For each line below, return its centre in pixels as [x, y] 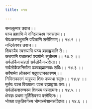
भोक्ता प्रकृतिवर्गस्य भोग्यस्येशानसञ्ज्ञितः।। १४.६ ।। [46, 101]
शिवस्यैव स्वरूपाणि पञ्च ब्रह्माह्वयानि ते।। [37, 51]
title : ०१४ [16, 10]
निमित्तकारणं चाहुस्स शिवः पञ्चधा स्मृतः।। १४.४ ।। [46, 79]
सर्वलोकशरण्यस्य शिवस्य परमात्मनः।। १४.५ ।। [43, 90]
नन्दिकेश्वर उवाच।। [21, 45]
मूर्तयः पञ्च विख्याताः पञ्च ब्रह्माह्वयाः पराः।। [38, 84]
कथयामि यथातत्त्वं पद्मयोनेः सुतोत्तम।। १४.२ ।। [43, 56]
